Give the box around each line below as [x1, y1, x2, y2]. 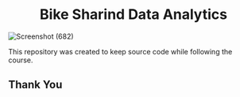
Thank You [8, 78, 63, 91]
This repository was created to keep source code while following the [8, 47, 233, 56]
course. [8, 55, 33, 65]
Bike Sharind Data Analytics [39, 6, 228, 24]
